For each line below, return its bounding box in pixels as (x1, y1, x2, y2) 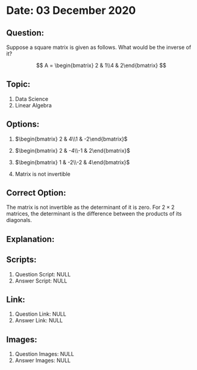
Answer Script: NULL (14, 277, 67, 284)
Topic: (6, 79, 31, 89)
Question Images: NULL (14, 351, 74, 358)
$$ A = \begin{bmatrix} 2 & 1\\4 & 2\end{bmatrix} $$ (36, 62, 167, 69)
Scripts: (6, 255, 37, 265)
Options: (6, 119, 40, 130)
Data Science (14, 95, 49, 103)
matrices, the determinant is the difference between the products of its (6, 210, 182, 217)
